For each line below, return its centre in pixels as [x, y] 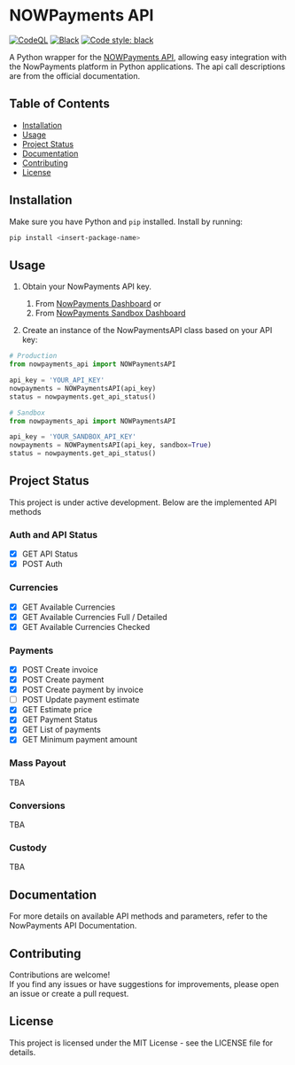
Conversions [37, 805]
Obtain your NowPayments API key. [87, 287]
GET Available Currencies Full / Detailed [95, 617]
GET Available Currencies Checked [86, 626]
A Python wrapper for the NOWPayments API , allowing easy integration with [148, 57]
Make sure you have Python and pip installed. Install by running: [126, 222]
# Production [33, 356]
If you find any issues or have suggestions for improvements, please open [144, 984]
